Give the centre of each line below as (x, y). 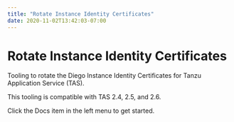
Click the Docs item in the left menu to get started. (81, 111)
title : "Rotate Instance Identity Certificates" (81, 14)
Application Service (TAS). (46, 83)
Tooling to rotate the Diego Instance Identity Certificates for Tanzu (104, 76)
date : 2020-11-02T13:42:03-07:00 (57, 21)
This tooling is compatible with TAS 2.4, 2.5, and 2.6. (84, 97)
